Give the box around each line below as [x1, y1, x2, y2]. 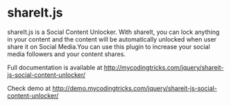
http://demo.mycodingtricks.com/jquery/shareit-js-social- [52, 84, 217, 92]
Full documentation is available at [7, 63, 103, 71]
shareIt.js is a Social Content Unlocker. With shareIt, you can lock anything [7, 28, 220, 36]
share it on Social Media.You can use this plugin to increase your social [7, 42, 210, 51]
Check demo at [7, 84, 51, 92]
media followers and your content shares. [7, 50, 126, 58]
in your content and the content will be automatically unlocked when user [7, 35, 217, 43]
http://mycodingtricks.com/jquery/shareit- [103, 63, 224, 71]
